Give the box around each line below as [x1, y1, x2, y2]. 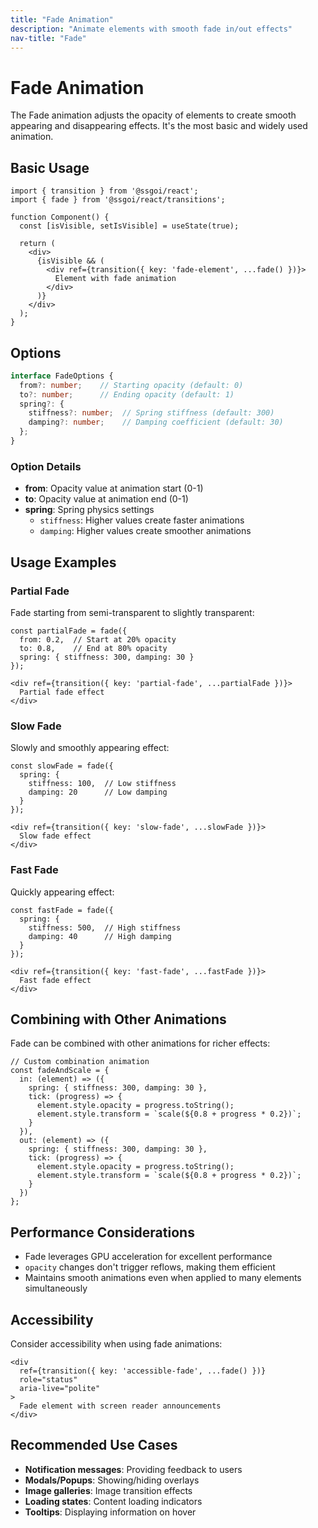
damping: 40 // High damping [28, 931, 172, 941]
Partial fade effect [19, 687, 105, 697]
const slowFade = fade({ [10, 761, 114, 771]
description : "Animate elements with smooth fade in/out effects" [10, 24, 293, 34]
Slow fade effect [19, 831, 92, 841]
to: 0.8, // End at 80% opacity [19, 643, 168, 653]
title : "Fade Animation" [10, 14, 114, 25]
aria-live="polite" [19, 1383, 101, 1393]
